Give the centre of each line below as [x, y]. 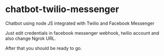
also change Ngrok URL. [31, 38]
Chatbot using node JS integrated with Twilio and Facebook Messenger [80, 23]
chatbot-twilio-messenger [62, 9]
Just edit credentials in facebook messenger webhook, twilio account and [82, 33]
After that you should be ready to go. [44, 48]
